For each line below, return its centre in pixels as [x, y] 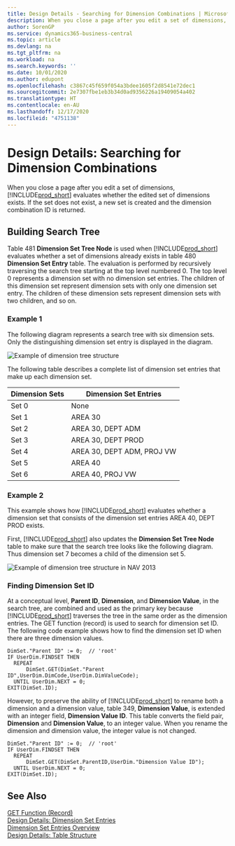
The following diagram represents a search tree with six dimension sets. [111, 334]
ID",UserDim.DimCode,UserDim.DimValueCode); [73, 676]
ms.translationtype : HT [42, 99]
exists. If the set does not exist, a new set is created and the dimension [109, 202]
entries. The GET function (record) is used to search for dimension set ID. [113, 623]
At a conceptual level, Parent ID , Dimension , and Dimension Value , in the [113, 601]
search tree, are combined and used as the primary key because [100, 609]
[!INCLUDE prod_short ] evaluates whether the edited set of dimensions [109, 194]
